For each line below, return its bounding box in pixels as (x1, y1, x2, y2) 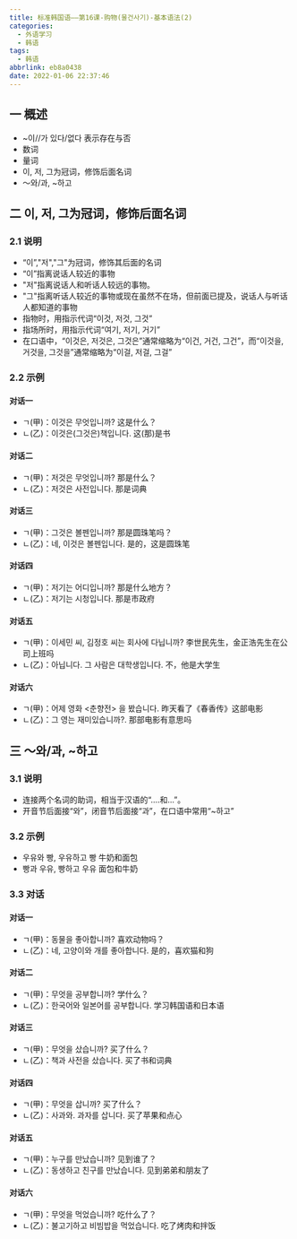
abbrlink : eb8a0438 (9, 64, 82, 73)
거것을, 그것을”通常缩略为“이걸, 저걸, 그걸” (21, 347, 173, 358)
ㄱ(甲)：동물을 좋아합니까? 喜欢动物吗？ (21, 933, 165, 944)
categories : (9, 22, 54, 30)
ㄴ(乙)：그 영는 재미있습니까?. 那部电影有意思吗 (21, 715, 192, 725)
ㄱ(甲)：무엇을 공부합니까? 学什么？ (21, 988, 149, 1000)
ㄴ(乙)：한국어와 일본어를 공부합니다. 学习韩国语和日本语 (21, 1000, 225, 1010)
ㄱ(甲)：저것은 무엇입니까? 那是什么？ (21, 472, 157, 482)
